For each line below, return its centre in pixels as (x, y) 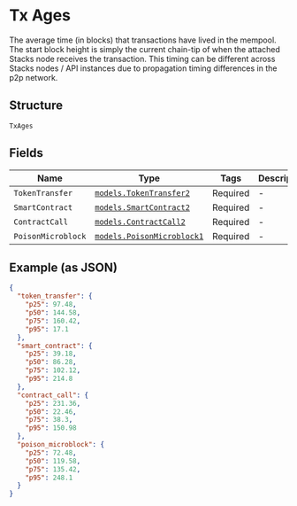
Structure (36, 106)
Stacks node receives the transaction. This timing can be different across (142, 58)
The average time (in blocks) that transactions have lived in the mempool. (143, 40)
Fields (27, 153)
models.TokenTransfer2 (142, 193)
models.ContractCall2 (140, 222)
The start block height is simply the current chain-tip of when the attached (145, 49)
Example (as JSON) (63, 267)
